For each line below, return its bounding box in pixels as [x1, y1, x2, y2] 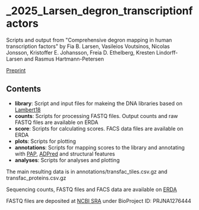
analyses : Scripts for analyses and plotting [14, 156, 120, 164]
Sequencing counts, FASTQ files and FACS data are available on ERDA [6, 186, 177, 193]
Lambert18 [14, 106, 41, 113]
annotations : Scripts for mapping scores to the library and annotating [14, 144, 185, 151]
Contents [6, 84, 41, 94]
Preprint [6, 66, 26, 74]
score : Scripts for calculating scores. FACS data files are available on [14, 125, 184, 132]
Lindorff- [156, 49, 178, 56]
